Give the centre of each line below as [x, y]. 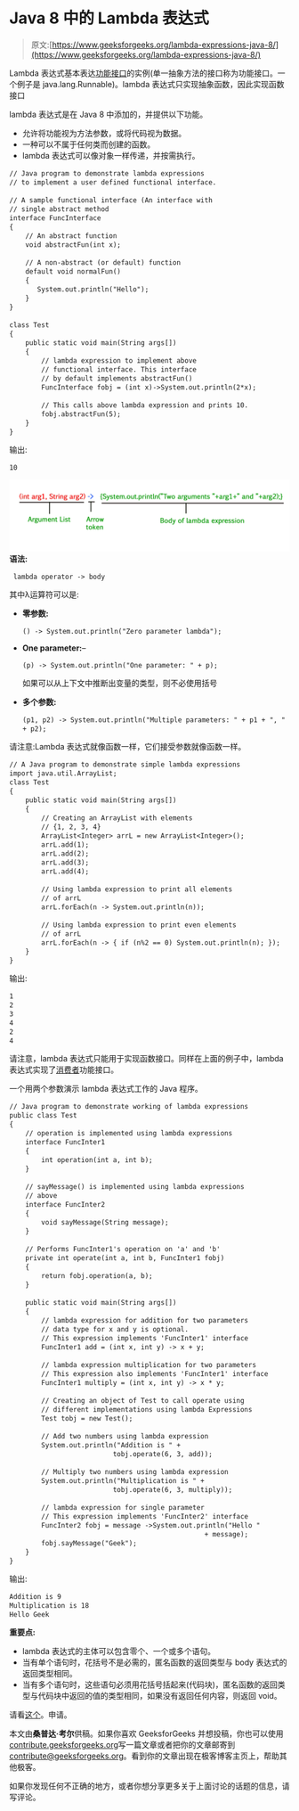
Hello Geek [29, 1614]
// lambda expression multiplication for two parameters [149, 1364]
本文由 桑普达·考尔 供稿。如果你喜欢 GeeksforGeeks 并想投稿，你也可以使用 [146, 1733]
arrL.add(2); [65, 853]
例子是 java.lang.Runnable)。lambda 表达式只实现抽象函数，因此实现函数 [150, 84]
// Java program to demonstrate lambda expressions [107, 173]
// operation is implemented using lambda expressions [129, 1133]
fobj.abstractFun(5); [81, 414]
